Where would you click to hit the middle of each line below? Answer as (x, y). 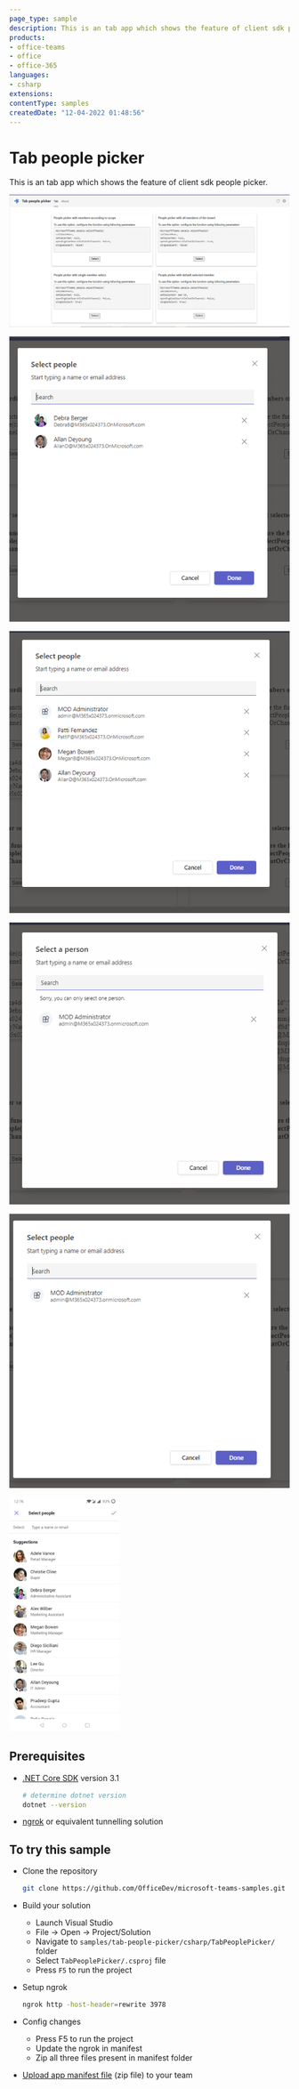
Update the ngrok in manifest (89, 2048)
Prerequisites (47, 1757)
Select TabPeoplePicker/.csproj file (101, 1961)
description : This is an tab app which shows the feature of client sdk (147, 28)
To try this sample (60, 1849)
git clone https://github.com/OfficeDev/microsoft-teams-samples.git (154, 1889)
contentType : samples (49, 103)
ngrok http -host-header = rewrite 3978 (94, 2005)
